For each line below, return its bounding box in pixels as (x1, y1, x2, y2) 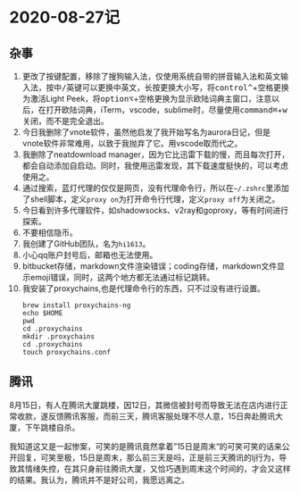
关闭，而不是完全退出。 (21, 116, 109, 126)
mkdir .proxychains (21, 332, 96, 341)
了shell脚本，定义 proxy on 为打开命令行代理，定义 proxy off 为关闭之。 (21, 194, 280, 205)
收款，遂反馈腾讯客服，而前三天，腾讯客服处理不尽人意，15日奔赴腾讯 (16, 411, 275, 422)
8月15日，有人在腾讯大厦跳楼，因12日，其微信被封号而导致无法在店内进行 (9, 399, 280, 410)
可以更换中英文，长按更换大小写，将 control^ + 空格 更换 (81, 82, 289, 93)
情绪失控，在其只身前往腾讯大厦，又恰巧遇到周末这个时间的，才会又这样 (24, 463, 291, 473)
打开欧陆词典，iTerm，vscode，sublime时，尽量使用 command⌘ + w (46, 104, 288, 115)
